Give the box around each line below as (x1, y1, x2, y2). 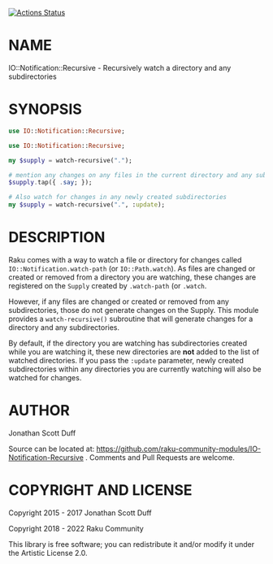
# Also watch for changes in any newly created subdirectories (8, 193, 227, 202)
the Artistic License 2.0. (8, 548, 88, 557)
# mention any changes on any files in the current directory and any (8, 171, 253, 179)
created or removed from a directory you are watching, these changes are (8, 272, 257, 282)
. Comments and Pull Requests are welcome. (84, 452, 236, 462)
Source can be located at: (8, 444, 95, 453)
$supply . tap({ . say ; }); (8, 179, 93, 187)
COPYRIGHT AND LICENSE (8, 481, 193, 500)
